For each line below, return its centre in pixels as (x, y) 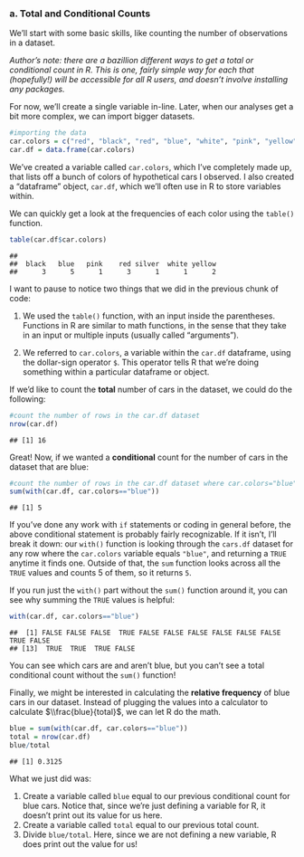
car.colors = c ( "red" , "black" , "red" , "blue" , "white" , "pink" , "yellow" (153, 142)
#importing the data (48, 133)
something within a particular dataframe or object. (116, 371)
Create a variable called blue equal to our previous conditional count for (156, 795)
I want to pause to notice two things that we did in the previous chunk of (144, 289)
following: (28, 399)
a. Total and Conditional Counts (80, 14)
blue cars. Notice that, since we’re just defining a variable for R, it (144, 805)
